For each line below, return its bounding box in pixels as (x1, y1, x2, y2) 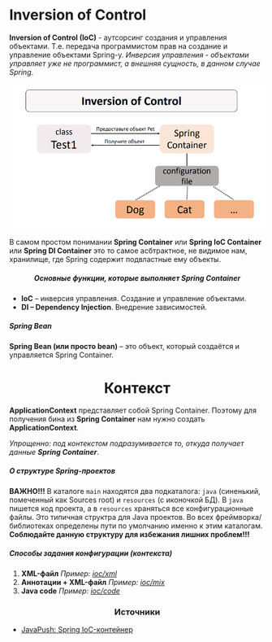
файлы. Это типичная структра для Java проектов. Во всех (9, 513, 214, 522)
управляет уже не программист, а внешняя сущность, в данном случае (9, 59, 261, 68)
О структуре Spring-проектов (9, 465, 116, 475)
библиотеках (9, 521, 54, 531)
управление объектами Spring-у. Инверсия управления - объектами (9, 50, 250, 59)
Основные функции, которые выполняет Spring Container (33, 273, 241, 282)
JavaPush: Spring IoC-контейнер (20, 625, 133, 635)
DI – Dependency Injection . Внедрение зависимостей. (20, 303, 208, 312)
